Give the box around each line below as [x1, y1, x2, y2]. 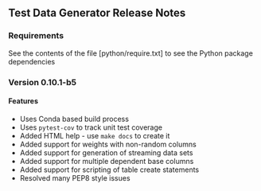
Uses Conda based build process [19, 114, 130, 123]
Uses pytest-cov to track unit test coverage [19, 123, 163, 132]
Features [8, 96, 38, 106]
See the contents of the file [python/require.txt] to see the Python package [8, 48, 253, 58]
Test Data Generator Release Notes [8, 6, 186, 20]
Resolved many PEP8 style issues [19, 173, 130, 182]
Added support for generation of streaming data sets [19, 147, 193, 158]
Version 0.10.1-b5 [8, 76, 77, 88]
